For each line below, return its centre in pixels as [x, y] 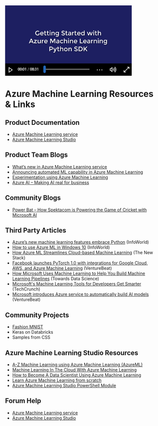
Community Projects [37, 315]
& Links [20, 104]
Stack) [19, 258]
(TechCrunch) [26, 289]
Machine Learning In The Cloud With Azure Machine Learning [74, 370]
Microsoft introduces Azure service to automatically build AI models [80, 294]
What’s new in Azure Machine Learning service [60, 167]
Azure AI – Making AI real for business [51, 182]
